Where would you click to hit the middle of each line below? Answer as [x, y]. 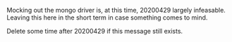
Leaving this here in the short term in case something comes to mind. [107, 17]
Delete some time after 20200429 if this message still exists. [95, 31]
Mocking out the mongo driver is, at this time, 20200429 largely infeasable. [116, 10]
